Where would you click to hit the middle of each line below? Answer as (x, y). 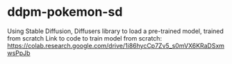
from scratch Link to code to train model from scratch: (84, 38)
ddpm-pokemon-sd (65, 12)
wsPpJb (19, 53)
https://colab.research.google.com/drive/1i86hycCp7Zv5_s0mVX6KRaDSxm (116, 45)
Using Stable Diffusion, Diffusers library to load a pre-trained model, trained (116, 31)
